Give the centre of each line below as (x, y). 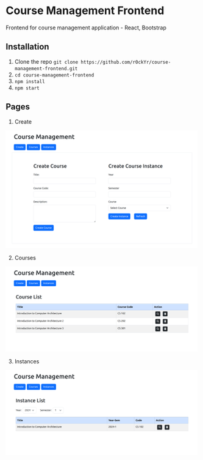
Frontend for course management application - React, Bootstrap (86, 28)
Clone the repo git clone (46, 61)
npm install (30, 81)
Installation (27, 47)
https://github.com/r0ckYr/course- (126, 62)
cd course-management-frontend (54, 75)
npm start (27, 88)
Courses (25, 258)
